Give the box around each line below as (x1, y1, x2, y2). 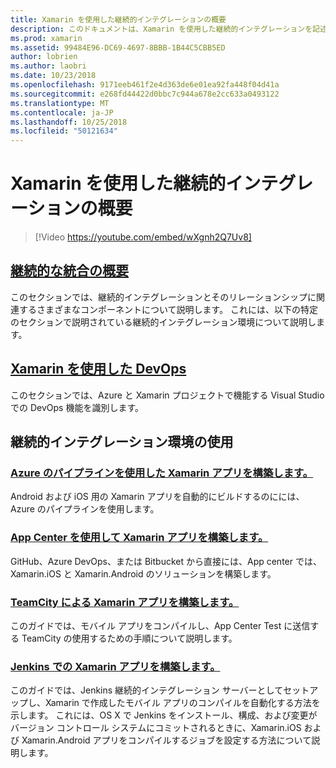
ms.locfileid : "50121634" (10, 126, 118, 136)
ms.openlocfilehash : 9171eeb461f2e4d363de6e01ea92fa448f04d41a (10, 80, 280, 90)
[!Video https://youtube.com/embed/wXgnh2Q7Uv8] (34, 231, 252, 243)
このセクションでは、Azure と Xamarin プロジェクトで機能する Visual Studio (10, 389, 325, 401)
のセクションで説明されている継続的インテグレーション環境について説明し (10, 316, 317, 328)
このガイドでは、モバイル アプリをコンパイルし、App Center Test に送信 (10, 619, 311, 631)
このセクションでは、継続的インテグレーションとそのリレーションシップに (10, 291, 317, 303)
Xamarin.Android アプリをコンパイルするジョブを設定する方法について (21, 734, 312, 746)
